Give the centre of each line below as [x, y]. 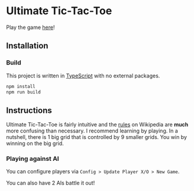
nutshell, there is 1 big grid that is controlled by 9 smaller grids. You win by [97, 137]
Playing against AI [33, 159]
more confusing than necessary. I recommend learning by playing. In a [92, 131]
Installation [27, 46]
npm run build [24, 92]
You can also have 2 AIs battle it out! [51, 183]
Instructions [29, 110]
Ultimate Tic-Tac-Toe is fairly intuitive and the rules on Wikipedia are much [97, 125]
